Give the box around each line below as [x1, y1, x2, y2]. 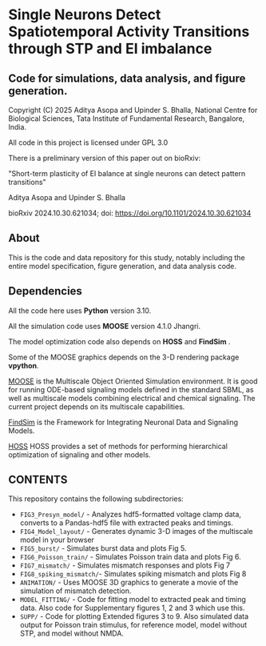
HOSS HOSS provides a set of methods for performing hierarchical [8, 441, 228, 451]
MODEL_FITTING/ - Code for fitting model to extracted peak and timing [19, 595, 246, 604]
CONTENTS [8, 473, 68, 487]
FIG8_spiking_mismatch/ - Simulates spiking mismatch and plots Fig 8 [19, 569, 247, 579]
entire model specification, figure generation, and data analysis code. [8, 261, 237, 271]
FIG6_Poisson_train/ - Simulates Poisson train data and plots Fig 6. [19, 552, 241, 562]
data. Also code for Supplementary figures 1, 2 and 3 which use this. [19, 603, 245, 613]
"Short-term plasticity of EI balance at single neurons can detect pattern [8, 169, 246, 178]
